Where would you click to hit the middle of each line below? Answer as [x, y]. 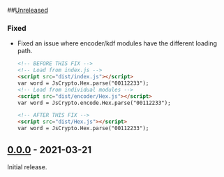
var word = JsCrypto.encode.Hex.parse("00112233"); [94, 103]
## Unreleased [28, 10]
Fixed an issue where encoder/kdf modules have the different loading [117, 43]
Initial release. [27, 167]
